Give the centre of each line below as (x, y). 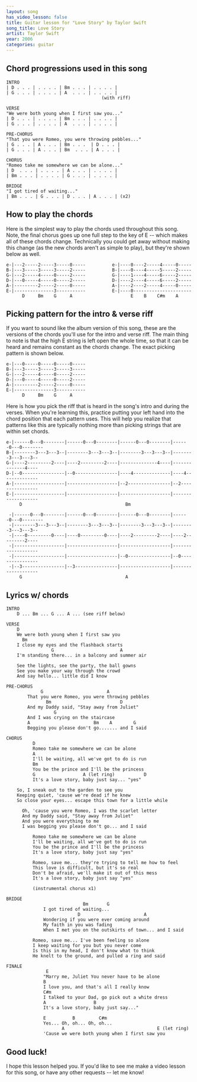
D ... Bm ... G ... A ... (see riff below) (71, 614)
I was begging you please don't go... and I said (84, 827)
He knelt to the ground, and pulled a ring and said (99, 956)
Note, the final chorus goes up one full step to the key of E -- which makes (97, 235)
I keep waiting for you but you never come (87, 946)
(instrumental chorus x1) (64, 889)
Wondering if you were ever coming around (96, 920)
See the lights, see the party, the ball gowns (76, 666)
